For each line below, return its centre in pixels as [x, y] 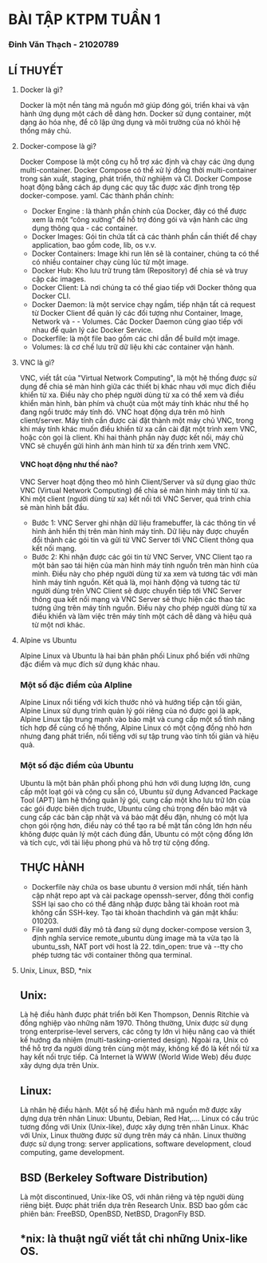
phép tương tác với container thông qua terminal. [112, 954]
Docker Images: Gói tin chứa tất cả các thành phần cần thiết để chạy [144, 236]
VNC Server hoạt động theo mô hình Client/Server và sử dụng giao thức [138, 482]
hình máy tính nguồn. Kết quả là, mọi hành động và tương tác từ [136, 583]
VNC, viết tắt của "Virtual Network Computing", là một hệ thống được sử [138, 377]
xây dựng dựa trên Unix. [59, 1066]
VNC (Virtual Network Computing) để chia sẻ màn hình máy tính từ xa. [135, 491]
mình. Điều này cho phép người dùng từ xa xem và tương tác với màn [145, 574]
